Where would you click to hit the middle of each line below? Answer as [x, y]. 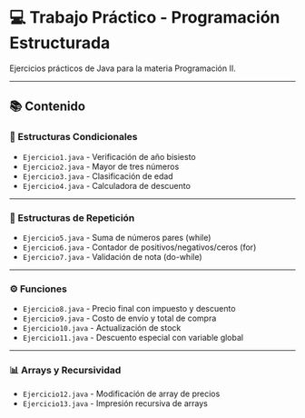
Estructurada [60, 43]
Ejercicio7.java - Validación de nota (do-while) [112, 256]
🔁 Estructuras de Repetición [72, 217]
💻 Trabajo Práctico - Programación [145, 18]
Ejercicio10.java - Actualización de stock [102, 328]
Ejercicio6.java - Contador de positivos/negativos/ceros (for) [139, 247]
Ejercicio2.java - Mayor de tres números [101, 166]
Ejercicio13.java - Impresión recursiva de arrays [115, 403]
